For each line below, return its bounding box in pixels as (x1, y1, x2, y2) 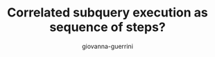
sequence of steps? (49, 19, 166, 35)
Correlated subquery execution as (7, 5, 208, 21)
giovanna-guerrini (82, 42, 133, 50)
